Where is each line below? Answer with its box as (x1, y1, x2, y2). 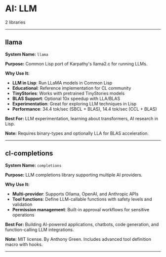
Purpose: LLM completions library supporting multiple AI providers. (5, 172, 143, 178)
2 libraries (5, 19, 26, 25)
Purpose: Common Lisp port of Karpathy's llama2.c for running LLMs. (5, 61, 148, 66)
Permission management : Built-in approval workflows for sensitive (12, 206, 150, 212)
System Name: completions (5, 162, 62, 168)
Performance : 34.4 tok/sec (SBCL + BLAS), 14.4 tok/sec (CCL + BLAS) (12, 106, 157, 112)
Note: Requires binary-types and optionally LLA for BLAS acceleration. (5, 130, 149, 136)
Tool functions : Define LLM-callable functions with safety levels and (12, 196, 152, 202)
